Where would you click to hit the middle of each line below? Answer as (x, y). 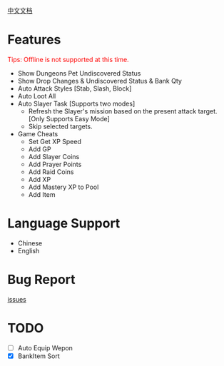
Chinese (30, 243)
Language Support (64, 224)
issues (17, 299)
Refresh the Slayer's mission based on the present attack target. (123, 111)
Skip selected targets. (60, 126)
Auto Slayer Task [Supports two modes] (76, 103)
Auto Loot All (37, 96)
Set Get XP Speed (55, 141)
